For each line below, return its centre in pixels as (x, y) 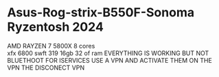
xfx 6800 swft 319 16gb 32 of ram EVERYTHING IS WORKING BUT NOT (108, 53)
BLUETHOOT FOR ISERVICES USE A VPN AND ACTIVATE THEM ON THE (110, 60)
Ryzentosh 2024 (56, 27)
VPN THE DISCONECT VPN (46, 67)
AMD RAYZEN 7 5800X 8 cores (51, 46)
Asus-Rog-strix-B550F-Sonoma (101, 13)
